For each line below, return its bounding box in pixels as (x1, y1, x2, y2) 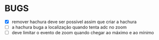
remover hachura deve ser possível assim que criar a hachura (11, 19, 137, 25)
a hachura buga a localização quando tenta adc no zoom (11, 25, 127, 30)
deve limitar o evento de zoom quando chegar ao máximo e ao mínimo (11, 30, 154, 36)
